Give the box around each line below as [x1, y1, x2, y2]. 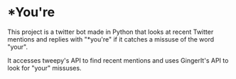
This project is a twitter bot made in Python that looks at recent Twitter [7, 28, 214, 36]
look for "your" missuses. [7, 63, 82, 72]
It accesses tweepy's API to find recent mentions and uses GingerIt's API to [7, 56, 229, 64]
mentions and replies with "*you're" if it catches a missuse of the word [7, 35, 215, 43]
